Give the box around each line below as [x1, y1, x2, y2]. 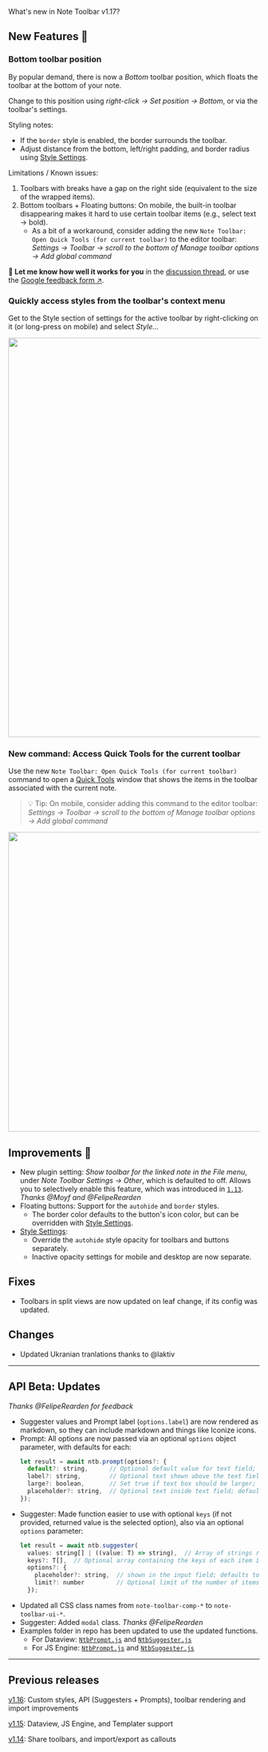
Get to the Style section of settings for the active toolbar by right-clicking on [8, 313, 259, 323]
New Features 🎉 [8, 30, 89, 43]
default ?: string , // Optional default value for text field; [27, 1465, 257, 1473]
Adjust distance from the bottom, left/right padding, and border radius [19, 144, 250, 153]
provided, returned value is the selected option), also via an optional [19, 1517, 244, 1527]
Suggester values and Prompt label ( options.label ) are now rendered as [19, 1416, 259, 1426]
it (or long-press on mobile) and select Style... [8, 321, 160, 331]
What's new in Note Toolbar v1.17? [8, 7, 120, 16]
